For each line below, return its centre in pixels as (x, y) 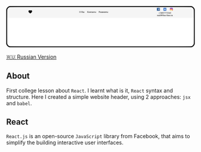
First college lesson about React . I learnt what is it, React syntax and (90, 90)
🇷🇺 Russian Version (31, 57)
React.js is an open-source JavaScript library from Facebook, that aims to (98, 136)
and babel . (19, 103)
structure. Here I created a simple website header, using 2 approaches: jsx (99, 97)
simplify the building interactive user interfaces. (65, 142)
